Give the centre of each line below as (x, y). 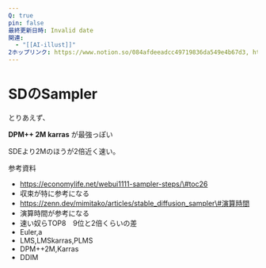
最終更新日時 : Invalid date (51, 30)
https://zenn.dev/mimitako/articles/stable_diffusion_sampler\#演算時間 (135, 203)
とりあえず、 (29, 117)
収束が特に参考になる (54, 193)
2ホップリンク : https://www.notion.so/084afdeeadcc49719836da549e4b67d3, (129, 52)
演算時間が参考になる (54, 213)
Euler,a (31, 232)
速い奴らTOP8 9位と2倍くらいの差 (78, 223)
